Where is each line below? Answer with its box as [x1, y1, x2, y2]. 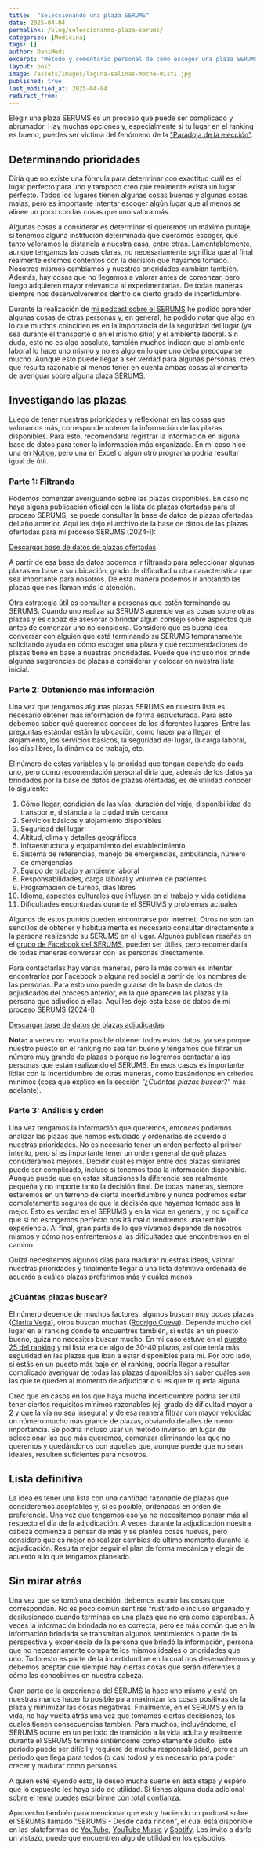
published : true [9, 77, 62, 85]
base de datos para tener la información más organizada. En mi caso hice [9, 439, 246, 449]
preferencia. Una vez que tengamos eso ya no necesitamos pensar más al [9, 1510, 248, 1519]
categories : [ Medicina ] [9, 33, 87, 42]
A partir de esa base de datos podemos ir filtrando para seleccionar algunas [9, 558, 255, 567]
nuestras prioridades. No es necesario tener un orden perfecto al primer [9, 1140, 242, 1149]
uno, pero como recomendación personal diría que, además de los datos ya [9, 767, 253, 777]
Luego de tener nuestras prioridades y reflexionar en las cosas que [9, 414, 226, 424]
